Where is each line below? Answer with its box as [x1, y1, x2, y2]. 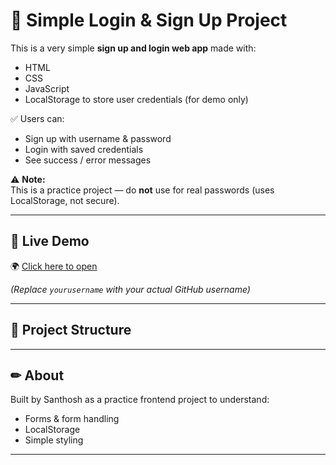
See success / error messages [24, 154, 152, 166]
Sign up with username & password [24, 132, 172, 144]
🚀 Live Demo [10, 233, 90, 250]
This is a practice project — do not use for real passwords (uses [10, 184, 275, 196]
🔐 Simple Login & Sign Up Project [10, 9, 288, 32]
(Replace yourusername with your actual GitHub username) [10, 283, 251, 295]
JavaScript [24, 82, 70, 94]
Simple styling [24, 434, 84, 446]
